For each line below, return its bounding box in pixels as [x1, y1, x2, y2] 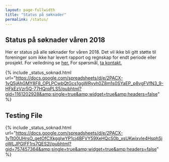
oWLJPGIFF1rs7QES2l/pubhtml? [5, 141, 72, 147]
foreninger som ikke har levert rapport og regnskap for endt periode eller [5, 54, 157, 61]
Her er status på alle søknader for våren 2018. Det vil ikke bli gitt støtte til [5, 49, 156, 55]
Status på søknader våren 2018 [5, 35, 105, 44]
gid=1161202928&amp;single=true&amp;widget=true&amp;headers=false [5, 91, 158, 97]
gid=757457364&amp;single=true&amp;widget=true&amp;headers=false [5, 146, 157, 152]
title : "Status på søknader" [5, 12, 67, 17]
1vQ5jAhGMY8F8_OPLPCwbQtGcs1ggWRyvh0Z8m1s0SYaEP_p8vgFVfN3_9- [5, 80, 164, 87]
